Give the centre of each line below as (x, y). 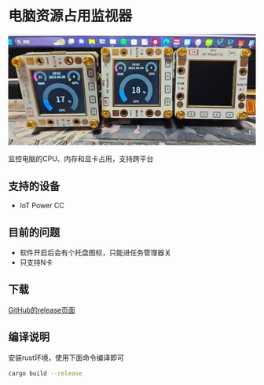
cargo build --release (45, 373)
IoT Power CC (42, 206)
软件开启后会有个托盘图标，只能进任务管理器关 (95, 252)
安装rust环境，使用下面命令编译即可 (66, 357)
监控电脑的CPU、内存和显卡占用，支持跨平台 (81, 159)
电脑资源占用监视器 (70, 16)
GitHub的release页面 (42, 310)
